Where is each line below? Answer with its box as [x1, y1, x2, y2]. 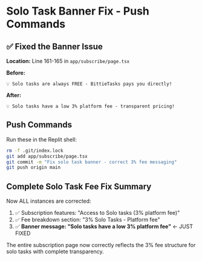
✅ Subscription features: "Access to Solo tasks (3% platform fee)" [15, 209, 180, 217]
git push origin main [6, 164, 61, 171]
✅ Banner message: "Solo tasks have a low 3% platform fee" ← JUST [15, 223, 194, 230]
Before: [6, 69, 25, 76]
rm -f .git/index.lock [6, 147, 64, 154]
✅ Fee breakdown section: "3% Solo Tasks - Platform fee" [15, 216, 160, 223]
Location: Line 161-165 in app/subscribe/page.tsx [6, 58, 130, 64]
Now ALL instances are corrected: [6, 197, 92, 205]
